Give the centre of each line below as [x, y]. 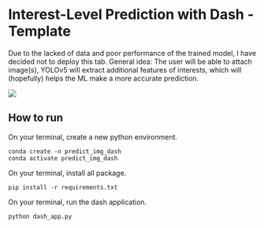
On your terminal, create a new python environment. [93, 136]
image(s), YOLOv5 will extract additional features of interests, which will [125, 69]
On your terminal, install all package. [67, 173]
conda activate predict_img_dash [63, 158]
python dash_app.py [40, 216]
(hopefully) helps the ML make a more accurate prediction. [104, 78]
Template [39, 31]
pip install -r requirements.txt [63, 187]
